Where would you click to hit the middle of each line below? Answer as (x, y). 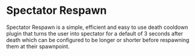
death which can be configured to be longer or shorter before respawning (98, 40)
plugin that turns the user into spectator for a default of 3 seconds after (95, 33)
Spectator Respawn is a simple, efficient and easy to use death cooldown (97, 27)
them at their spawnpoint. (38, 46)
